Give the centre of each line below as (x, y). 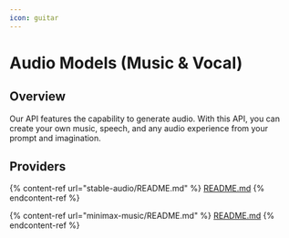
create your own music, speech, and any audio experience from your (139, 128)
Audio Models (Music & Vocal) (126, 62)
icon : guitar (34, 18)
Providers (38, 166)
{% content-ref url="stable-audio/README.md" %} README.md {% (137, 189)
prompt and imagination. (56, 138)
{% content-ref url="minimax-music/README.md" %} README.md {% (142, 216)
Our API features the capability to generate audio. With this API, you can (145, 119)
